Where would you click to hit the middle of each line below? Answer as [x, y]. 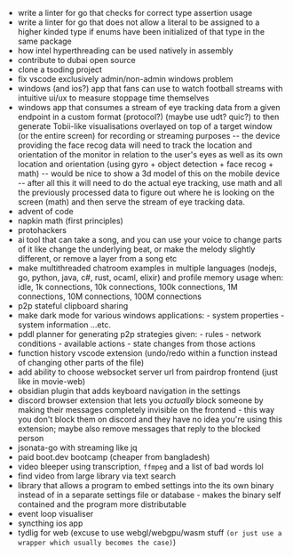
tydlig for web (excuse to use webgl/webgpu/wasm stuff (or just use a [150, 532]
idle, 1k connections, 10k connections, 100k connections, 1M [127, 287]
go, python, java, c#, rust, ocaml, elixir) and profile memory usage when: [150, 278]
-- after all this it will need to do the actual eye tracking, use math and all [150, 183]
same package [45, 41]
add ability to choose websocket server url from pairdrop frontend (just [147, 372]
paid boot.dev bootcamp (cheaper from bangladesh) [114, 457]
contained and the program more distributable [102, 504]
